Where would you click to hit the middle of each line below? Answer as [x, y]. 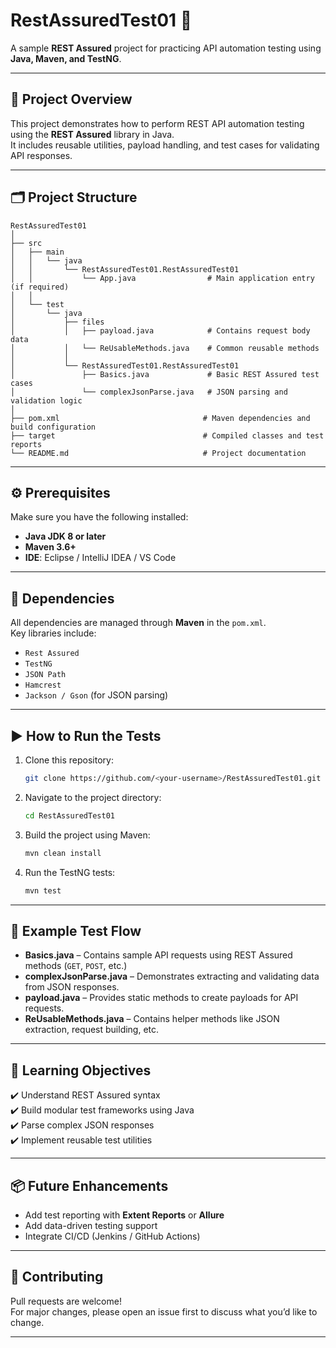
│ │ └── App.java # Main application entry [162, 278]
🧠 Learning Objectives [81, 1070]
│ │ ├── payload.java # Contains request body [160, 330]
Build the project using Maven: [87, 835]
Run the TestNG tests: [70, 872]
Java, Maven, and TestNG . [66, 58]
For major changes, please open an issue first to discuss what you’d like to [164, 1311]
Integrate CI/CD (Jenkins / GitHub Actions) [112, 1236]
